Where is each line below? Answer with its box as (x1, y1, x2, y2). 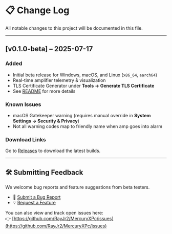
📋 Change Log (5, 5, 70, 16)
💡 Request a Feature (12, 200, 56, 206)
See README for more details (12, 88, 76, 94)
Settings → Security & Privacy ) (12, 118, 80, 124)
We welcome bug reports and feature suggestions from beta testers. (5, 184, 150, 190)
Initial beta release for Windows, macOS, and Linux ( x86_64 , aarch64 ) (12, 72, 158, 78)
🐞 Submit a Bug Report (12, 194, 61, 200)
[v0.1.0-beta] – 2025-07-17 (5, 45, 93, 53)
